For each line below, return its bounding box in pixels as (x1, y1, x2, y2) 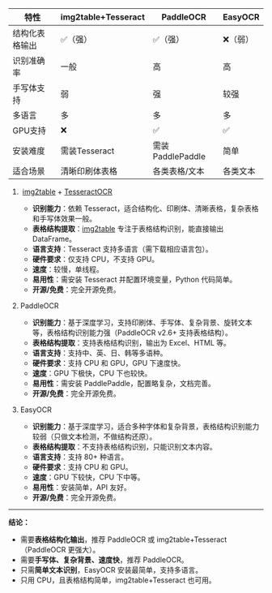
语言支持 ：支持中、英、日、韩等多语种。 (32, 348, 168, 358)
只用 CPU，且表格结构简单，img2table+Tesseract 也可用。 (19, 575, 216, 585)
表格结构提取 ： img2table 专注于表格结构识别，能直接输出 (32, 224, 224, 234)
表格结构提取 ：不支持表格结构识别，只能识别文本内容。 (32, 442, 217, 451)
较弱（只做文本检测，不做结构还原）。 (32, 432, 157, 441)
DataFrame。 (32, 234, 77, 243)
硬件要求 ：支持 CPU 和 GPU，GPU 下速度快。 (32, 359, 185, 367)
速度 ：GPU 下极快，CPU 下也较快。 (32, 368, 152, 378)
